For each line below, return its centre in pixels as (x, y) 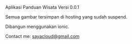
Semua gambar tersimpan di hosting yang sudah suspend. (66, 17)
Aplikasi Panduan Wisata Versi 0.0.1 (42, 7)
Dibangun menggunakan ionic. (37, 26)
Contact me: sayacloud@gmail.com (42, 36)
